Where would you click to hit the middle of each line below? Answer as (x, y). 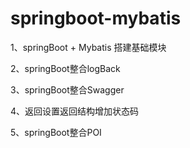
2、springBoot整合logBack (65, 68)
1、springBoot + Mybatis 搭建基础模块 (88, 47)
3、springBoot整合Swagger (67, 89)
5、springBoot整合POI (56, 132)
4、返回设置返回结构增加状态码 (75, 111)
